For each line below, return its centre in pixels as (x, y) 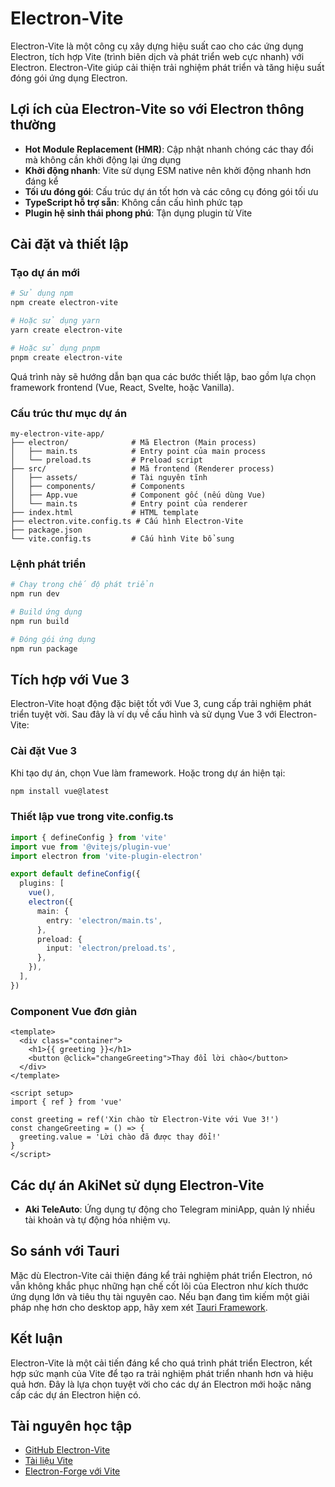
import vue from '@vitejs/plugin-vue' (91, 847)
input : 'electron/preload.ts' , (111, 948)
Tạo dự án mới (45, 273)
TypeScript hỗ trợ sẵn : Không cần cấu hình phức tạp (133, 202)
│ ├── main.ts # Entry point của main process (138, 451)
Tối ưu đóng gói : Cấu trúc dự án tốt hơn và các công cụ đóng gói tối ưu (171, 191)
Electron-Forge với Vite (72, 1471)
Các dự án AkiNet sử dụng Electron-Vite (137, 1185)
